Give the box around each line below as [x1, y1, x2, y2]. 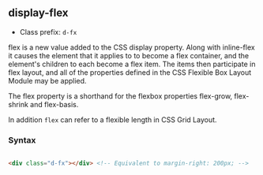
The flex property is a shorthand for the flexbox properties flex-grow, [8, 91, 233, 101]
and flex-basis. [30, 99, 79, 109]
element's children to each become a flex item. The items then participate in [8, 59, 256, 69]
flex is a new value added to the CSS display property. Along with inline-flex [8, 43, 255, 52]
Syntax [8, 134, 36, 145]
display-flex [8, 6, 69, 20]
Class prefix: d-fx [19, 27, 77, 36]
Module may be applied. [8, 76, 87, 85]
